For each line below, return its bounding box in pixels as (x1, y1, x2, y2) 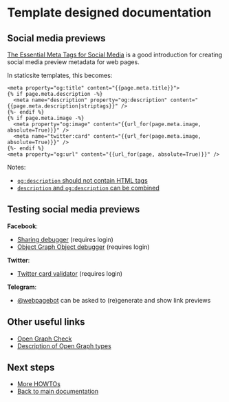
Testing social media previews (7, 203, 140, 215)
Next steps (7, 362, 55, 374)
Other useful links (7, 316, 85, 328)
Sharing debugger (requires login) (17, 235, 113, 243)
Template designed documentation (7, 5, 212, 21)
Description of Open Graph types (17, 341, 111, 350)
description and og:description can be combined (17, 184, 160, 192)
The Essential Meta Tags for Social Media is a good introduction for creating (7, 50, 223, 59)
